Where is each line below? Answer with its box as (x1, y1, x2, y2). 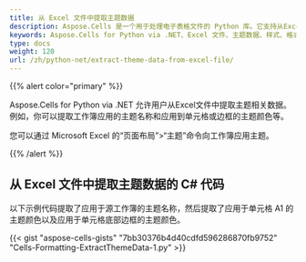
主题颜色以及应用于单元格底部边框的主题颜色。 (9, 214, 185, 225)
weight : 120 (9, 47, 55, 56)
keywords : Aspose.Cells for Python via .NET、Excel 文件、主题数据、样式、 (9, 30, 287, 39)
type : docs (9, 38, 51, 48)
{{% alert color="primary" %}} (9, 81, 124, 91)
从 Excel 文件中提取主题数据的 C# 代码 (9, 176, 225, 192)
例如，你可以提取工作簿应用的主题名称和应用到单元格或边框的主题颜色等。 (9, 111, 289, 121)
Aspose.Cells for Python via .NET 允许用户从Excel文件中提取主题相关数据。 (9, 99, 291, 110)
